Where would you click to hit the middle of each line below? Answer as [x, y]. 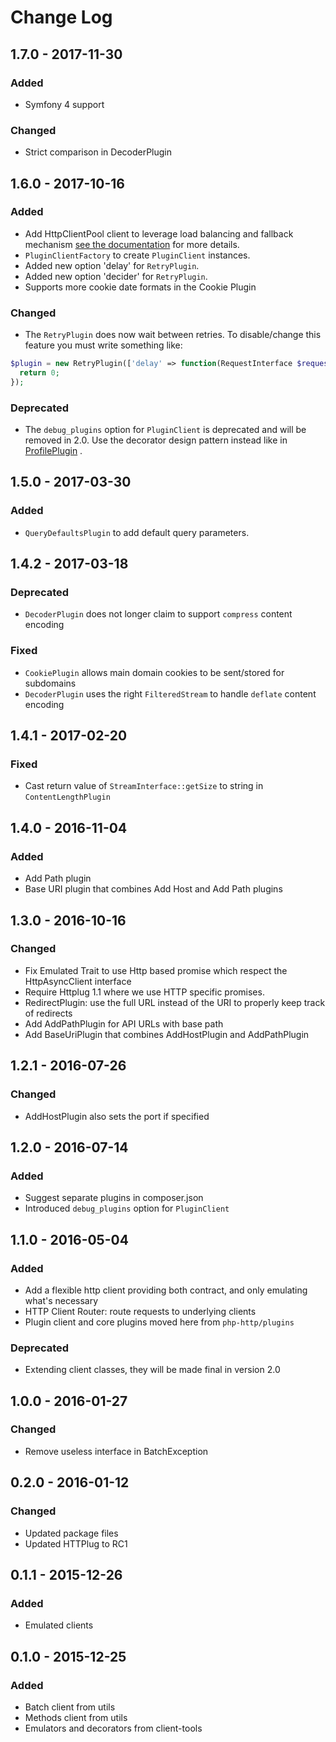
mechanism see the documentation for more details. [132, 244]
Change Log [61, 17]
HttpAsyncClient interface [78, 981]
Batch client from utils [70, 1707]
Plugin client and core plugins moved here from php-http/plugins [159, 1322]
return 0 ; [39, 373]
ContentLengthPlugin [67, 797]
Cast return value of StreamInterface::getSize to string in [144, 786]
